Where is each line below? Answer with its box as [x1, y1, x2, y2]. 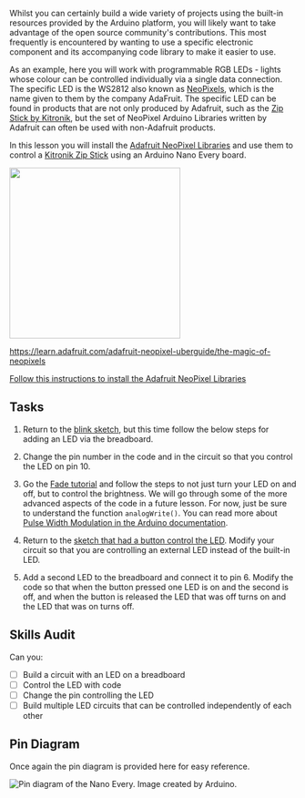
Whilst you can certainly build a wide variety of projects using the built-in [9, 8, 284, 18]
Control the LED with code [22, 679, 122, 691]
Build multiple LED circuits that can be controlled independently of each [22, 700, 292, 711]
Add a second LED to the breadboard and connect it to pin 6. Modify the [22, 571, 294, 582]
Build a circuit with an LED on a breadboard [22, 669, 186, 680]
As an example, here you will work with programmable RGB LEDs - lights [9, 64, 281, 75]
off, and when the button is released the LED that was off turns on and [22, 591, 287, 602]
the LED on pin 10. [22, 460, 91, 472]
